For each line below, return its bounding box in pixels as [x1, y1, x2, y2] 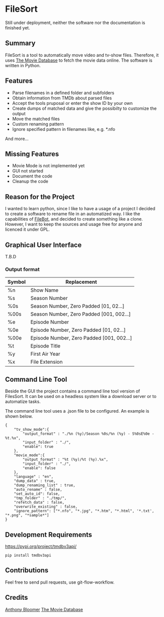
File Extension [30, 359, 63, 366]
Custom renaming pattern [12, 121, 65, 127]
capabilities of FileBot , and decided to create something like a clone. [5, 216, 143, 222]
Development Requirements [5, 530, 92, 539]
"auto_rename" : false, [14, 487, 63, 492]
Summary [5, 39, 36, 48]
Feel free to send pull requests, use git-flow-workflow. [5, 579, 115, 585]
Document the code [12, 173, 52, 179]
